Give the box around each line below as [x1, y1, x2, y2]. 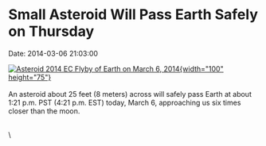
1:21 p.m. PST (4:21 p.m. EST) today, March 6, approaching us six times [8, 98, 241, 107]
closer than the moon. [8, 106, 80, 116]
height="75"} [8, 72, 52, 82]
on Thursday [8, 22, 95, 40]
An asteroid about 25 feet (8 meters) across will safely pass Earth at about [8, 89, 252, 98]
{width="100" [179, 63, 225, 73]
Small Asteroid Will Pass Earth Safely [8, 6, 259, 24]
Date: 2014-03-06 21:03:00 [8, 48, 98, 58]
